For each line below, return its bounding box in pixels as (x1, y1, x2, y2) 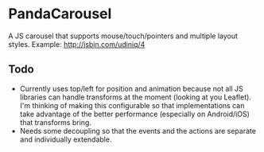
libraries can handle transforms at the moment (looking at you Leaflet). (19, 92, 252, 102)
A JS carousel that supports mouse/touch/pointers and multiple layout (8, 31, 239, 41)
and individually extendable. (19, 134, 112, 144)
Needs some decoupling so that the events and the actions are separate (19, 126, 257, 135)
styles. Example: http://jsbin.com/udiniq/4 (8, 39, 146, 49)
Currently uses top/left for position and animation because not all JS (19, 84, 244, 93)
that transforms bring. (19, 117, 91, 127)
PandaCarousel (8, 5, 112, 23)
